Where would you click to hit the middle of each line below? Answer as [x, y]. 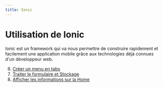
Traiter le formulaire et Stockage [46, 74]
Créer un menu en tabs [36, 68]
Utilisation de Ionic [45, 34]
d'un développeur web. [29, 59]
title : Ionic [19, 10]
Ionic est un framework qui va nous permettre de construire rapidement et [82, 48]
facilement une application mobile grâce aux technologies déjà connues [79, 53]
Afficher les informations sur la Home [51, 79]
